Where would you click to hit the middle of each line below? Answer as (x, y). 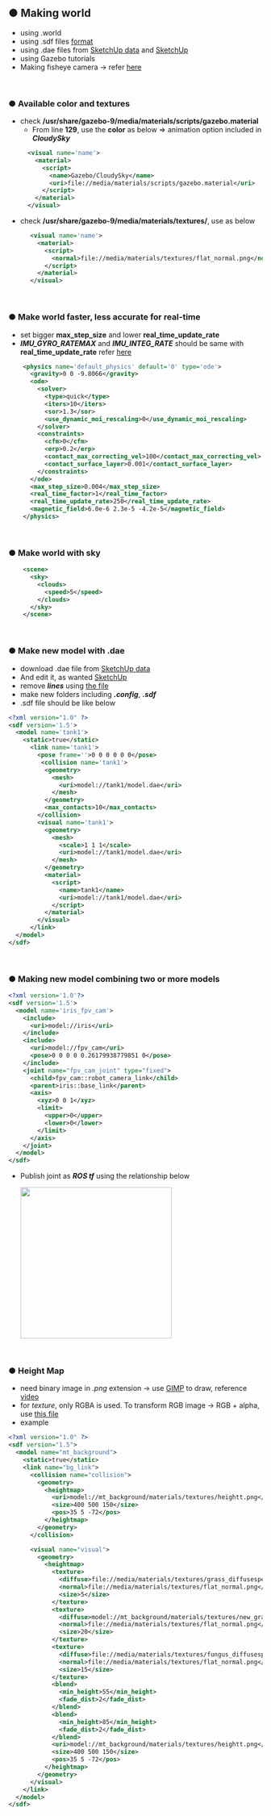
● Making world (50, 13)
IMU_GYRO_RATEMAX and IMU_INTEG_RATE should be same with (132, 343)
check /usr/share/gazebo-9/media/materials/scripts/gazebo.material (139, 121)
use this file (39, 1414)
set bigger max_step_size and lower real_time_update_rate (120, 335)
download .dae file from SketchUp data (85, 668)
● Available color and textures (69, 103)
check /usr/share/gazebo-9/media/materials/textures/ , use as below (138, 221)
